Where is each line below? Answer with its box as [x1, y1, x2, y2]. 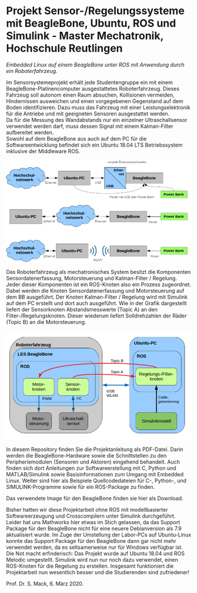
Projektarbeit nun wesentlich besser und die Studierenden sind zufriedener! [6, 568, 190, 575]
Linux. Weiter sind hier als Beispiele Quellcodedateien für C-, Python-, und [6, 477, 187, 484]
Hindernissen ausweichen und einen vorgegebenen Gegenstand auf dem [6, 97, 183, 104]
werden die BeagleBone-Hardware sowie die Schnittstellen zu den [6, 452, 167, 459]
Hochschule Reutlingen [6, 42, 123, 55]
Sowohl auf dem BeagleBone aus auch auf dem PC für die [6, 135, 147, 142]
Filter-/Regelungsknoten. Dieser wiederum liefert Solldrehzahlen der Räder [6, 312, 187, 319]
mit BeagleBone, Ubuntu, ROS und [6, 16, 176, 30]
